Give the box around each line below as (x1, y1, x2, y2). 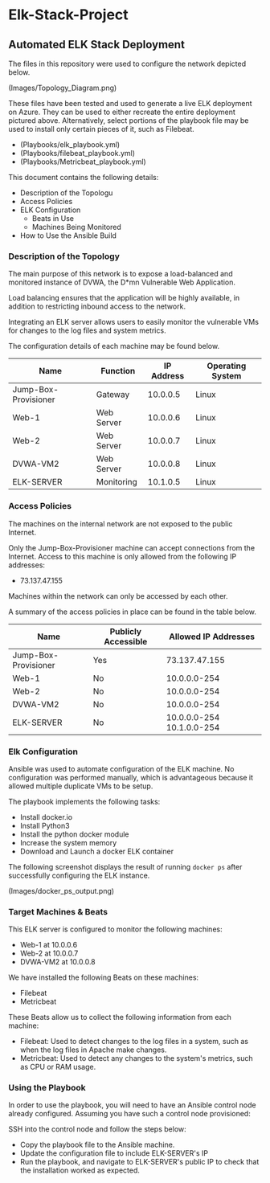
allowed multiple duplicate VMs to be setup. (8, 781, 153, 791)
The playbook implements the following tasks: (8, 796, 161, 806)
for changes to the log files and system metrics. (8, 325, 166, 335)
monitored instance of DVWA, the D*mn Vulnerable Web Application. (8, 277, 235, 287)
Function (100, 366, 136, 377)
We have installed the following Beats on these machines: (8, 972, 199, 982)
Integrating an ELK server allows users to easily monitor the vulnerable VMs (8, 317, 260, 327)
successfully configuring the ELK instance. (8, 870, 150, 880)
